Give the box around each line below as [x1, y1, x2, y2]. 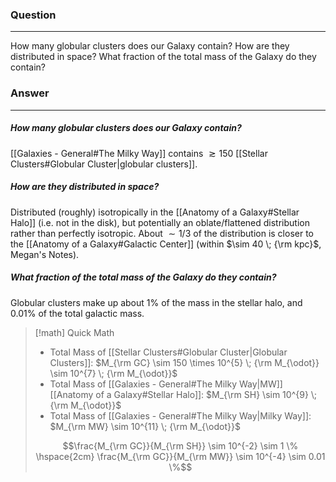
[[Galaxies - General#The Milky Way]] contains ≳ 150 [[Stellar [10, 147, 268, 159]
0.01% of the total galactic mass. [10, 307, 145, 319]
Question [10, 8, 57, 22]
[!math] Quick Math [34, 326, 115, 338]
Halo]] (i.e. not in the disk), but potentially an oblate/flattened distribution [10, 216, 310, 228]
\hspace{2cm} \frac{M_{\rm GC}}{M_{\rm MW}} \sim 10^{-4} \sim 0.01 [35, 450, 326, 462]
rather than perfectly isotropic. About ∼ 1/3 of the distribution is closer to [10, 227, 314, 239]
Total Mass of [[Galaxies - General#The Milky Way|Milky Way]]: [49, 409, 312, 422]
